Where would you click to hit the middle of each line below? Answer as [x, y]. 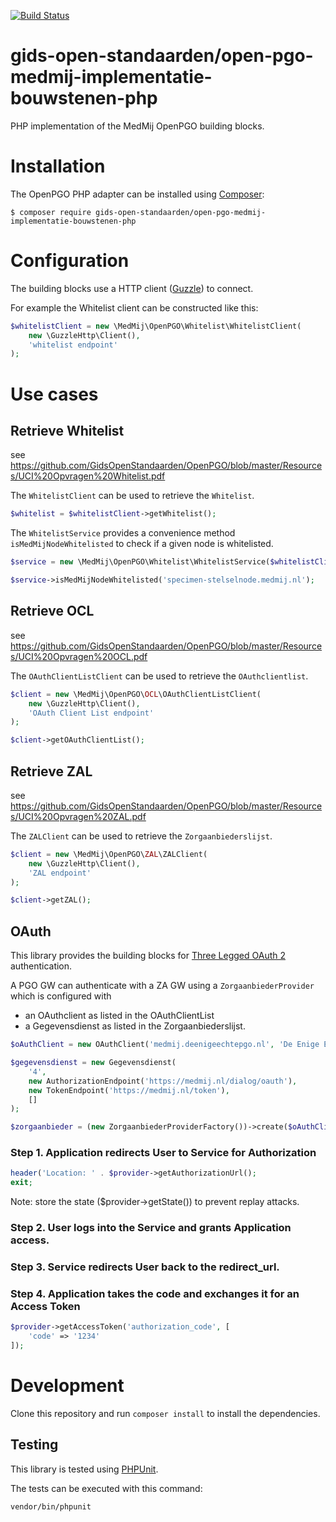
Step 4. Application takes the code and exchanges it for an [155, 1293]
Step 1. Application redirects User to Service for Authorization [163, 1153]
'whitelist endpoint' [73, 345]
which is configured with [61, 996]
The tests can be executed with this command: [106, 1488]
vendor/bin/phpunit [51, 1506]
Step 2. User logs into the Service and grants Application [151, 1228]
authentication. [41, 966]
